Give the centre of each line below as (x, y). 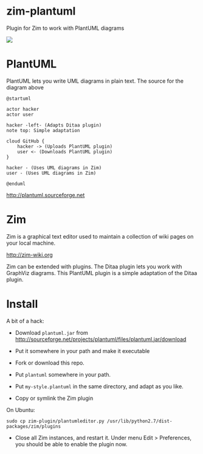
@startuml (19, 99)
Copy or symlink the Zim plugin (54, 398)
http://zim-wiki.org (29, 254)
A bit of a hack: (25, 321)
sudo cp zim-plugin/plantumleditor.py (55, 421)
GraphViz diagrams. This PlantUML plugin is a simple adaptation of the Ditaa (102, 273)
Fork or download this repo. (50, 363)
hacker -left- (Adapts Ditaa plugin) (54, 125)
